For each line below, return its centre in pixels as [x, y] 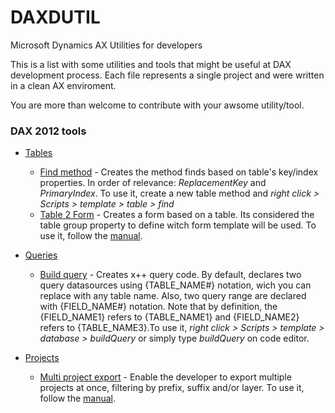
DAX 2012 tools [48, 131]
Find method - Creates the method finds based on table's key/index [179, 172]
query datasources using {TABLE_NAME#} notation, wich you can [175, 285]
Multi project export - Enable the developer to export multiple [165, 377]
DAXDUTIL [55, 17]
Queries [41, 255]
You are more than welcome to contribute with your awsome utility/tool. [157, 105]
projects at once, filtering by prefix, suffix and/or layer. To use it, [172, 388]
